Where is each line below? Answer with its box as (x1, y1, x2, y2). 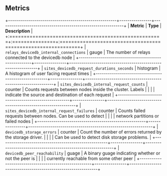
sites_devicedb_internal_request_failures (5, 108, 95, 113)
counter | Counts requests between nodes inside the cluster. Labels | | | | (5, 86, 155, 92)
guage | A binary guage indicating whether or (67, 150, 161, 156)
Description (5, 27, 30, 34)
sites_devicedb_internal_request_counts (60, 82, 146, 87)
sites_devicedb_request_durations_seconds (44, 66, 134, 71)
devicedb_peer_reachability (5, 151, 64, 156)
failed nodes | (5, 118, 33, 124)
